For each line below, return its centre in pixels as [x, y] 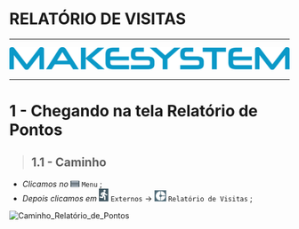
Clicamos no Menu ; [62, 184]
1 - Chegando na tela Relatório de [133, 111]
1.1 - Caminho [69, 163]
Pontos [36, 130]
